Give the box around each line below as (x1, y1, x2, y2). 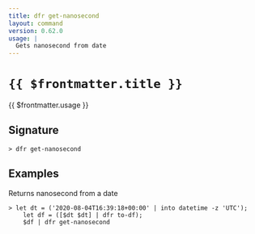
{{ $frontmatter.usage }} (8, 100, 89, 110)
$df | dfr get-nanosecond (23, 218, 111, 226)
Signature (8, 123, 59, 137)
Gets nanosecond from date (15, 42, 107, 50)
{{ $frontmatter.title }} (8, 77, 183, 92)
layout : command (8, 19, 63, 27)
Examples (8, 167, 59, 181)
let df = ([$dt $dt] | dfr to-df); (23, 211, 143, 219)
